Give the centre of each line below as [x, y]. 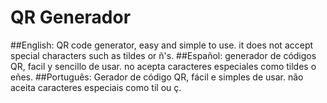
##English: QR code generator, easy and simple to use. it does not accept [162, 45]
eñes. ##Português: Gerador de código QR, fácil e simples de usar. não [157, 77]
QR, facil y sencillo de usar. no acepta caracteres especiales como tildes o [163, 66]
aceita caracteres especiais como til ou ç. [96, 87]
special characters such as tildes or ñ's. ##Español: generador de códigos [163, 55]
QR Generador [71, 17]
